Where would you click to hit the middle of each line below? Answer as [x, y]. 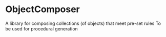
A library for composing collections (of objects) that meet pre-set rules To [83, 23]
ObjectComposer [43, 9]
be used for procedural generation [42, 28]
